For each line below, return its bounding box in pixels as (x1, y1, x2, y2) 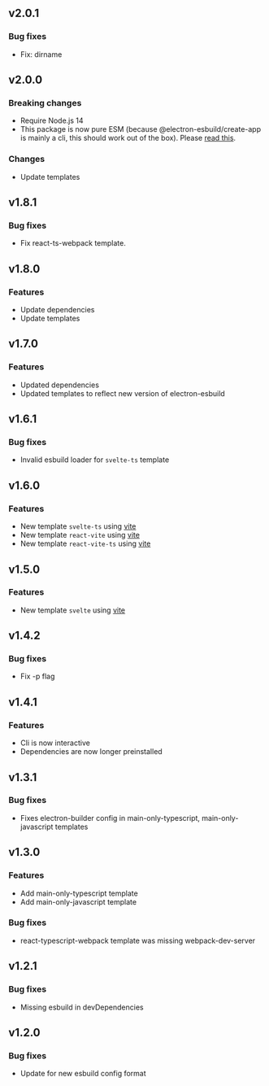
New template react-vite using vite (20, 530, 141, 540)
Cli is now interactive (20, 738, 91, 748)
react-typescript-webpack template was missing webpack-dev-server (20, 936, 256, 945)
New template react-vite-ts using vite (20, 539, 151, 548)
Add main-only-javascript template (20, 896, 137, 906)
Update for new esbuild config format (20, 1069, 146, 1079)
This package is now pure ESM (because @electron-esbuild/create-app (20, 124, 262, 134)
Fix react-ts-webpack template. (20, 238, 126, 248)
